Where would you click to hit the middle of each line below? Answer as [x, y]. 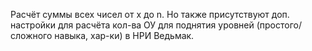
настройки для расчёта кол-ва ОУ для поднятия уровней [132, 25]
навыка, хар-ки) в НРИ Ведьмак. [124, 35]
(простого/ [279, 25]
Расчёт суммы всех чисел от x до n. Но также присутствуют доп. [150, 14]
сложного [31, 35]
